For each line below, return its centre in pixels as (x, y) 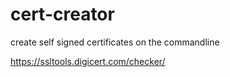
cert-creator (62, 14)
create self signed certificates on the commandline (115, 42)
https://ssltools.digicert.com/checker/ (88, 61)
